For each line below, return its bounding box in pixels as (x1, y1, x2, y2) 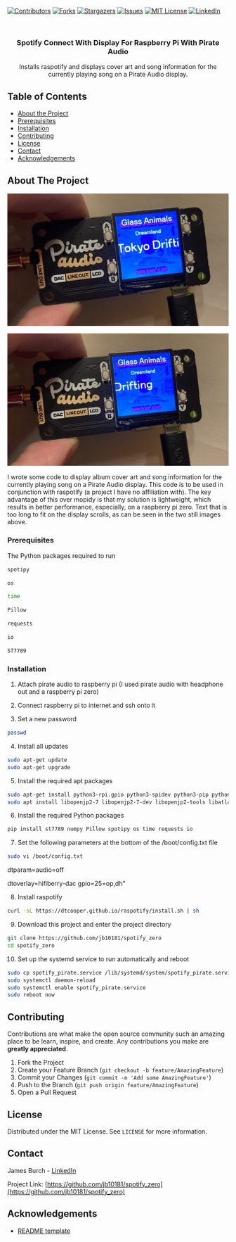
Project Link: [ (7, 1179, 48, 1189)
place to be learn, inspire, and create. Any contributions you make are (7, 1037, 209, 1046)
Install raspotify (17, 893, 63, 901)
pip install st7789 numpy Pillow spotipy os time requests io (7, 825, 193, 833)
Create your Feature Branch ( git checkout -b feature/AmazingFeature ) (17, 1066, 224, 1075)
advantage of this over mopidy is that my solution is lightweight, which (7, 495, 211, 504)
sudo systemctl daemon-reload (7, 977, 96, 984)
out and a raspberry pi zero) (17, 687, 100, 696)
